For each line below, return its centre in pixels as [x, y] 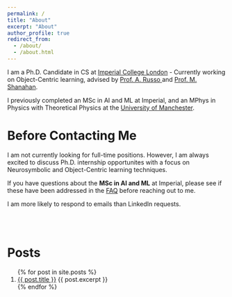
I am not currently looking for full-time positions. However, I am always [108, 155]
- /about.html [34, 53]
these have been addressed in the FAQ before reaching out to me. [101, 190]
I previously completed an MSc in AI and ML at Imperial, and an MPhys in [111, 100]
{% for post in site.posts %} [57, 272]
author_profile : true [39, 33]
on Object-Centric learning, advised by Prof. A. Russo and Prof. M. [102, 79]
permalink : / [26, 14]
